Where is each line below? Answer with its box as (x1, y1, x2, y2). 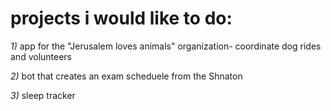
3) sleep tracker (10, 89, 76, 101)
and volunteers (10, 50, 72, 62)
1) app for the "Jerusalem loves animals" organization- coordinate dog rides (10, 40, 322, 52)
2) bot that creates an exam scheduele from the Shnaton (10, 70, 243, 82)
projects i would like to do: (10, 7, 233, 30)
